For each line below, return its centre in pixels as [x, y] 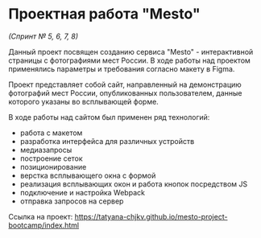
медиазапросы [46, 150]
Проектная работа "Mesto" [104, 14]
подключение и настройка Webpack [82, 192]
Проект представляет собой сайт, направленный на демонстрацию [125, 84]
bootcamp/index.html [43, 225]
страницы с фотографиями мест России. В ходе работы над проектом [130, 60]
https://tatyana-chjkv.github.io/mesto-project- [151, 216]
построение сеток [51, 158]
